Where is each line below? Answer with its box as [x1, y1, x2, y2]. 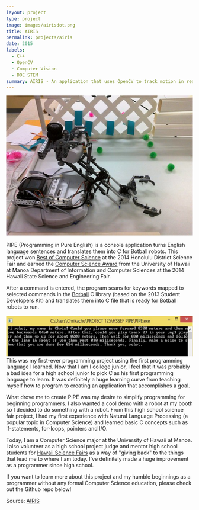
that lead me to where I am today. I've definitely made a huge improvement [6, 456, 189, 463]
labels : [6, 47, 25, 53]
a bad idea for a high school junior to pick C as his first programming [6, 370, 174, 377]
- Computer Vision [11, 66, 57, 72]
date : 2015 [6, 41, 33, 47]
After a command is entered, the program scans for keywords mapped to [6, 284, 184, 291]
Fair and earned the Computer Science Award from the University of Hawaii [6, 261, 191, 268]
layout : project [6, 9, 46, 15]
